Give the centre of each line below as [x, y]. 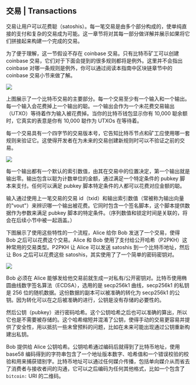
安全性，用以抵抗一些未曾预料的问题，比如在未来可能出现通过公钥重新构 [103, 326]
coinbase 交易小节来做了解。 [41, 75]
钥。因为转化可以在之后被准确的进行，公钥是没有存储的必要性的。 [85, 300]
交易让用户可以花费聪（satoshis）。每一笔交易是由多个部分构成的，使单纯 [94, 26]
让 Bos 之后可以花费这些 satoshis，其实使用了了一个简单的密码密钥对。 [92, 255]
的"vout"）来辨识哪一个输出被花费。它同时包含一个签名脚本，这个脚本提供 [95, 205]
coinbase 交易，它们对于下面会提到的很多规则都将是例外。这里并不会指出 [94, 60]
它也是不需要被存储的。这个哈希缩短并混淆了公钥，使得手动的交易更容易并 [95, 319]
